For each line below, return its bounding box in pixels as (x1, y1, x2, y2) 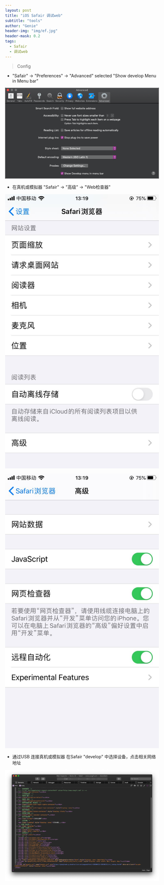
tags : (5, 39, 16, 44)
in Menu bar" (12, 78, 39, 84)
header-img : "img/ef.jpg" (5, 28, 58, 34)
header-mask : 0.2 (5, 34, 41, 39)
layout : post (5, 8, 32, 13)
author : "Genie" (5, 23, 38, 28)
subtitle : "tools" (5, 18, 42, 23)
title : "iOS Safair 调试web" (5, 13, 63, 18)
